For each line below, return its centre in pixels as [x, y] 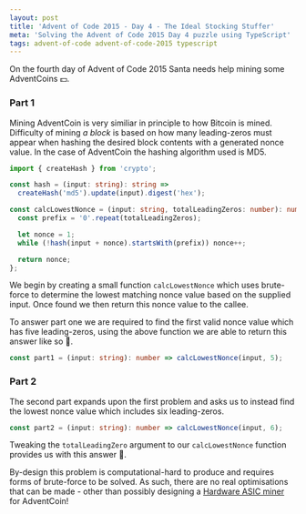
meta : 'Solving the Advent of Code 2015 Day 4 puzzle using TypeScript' [150, 35]
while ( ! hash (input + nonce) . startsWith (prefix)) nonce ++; [132, 243]
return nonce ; [44, 259]
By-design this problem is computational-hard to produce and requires [142, 472]
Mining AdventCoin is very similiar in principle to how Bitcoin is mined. [141, 123]
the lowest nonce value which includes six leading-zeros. [117, 411]
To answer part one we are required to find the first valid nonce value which [152, 322]
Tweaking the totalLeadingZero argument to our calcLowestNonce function [148, 445]
